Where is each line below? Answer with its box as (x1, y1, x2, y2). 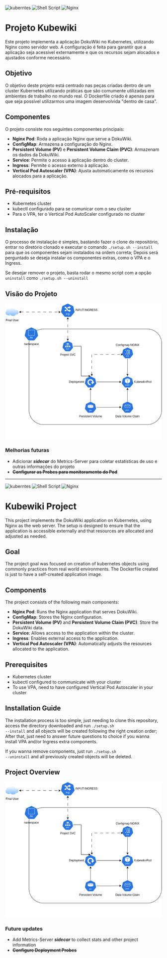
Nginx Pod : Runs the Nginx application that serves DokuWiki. (12, 609, 138, 615)
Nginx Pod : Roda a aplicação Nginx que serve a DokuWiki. (12, 135, 133, 142)
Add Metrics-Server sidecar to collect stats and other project (12, 937, 138, 943)
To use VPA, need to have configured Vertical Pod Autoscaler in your (12, 684, 154, 690)
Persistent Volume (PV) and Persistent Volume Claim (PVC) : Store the (12, 619, 159, 625)
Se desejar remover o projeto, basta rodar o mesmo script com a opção (5, 270, 152, 276)
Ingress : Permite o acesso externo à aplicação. (12, 162, 109, 168)
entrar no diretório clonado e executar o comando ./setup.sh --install (5, 244, 153, 250)
